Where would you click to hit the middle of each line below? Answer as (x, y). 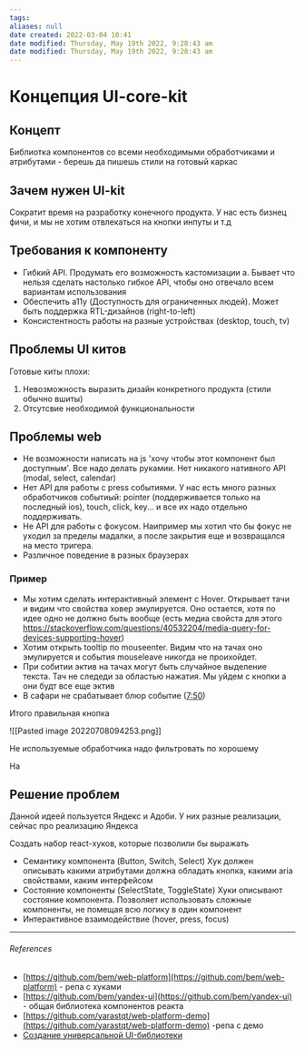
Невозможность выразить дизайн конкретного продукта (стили (147, 388)
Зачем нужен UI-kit (67, 191)
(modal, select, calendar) (69, 478)
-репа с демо (238, 1025)
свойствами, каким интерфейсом (88, 881)
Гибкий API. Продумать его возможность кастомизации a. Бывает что (158, 272)
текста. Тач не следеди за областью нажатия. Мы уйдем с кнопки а (154, 676)
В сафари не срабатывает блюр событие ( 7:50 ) (114, 695)
